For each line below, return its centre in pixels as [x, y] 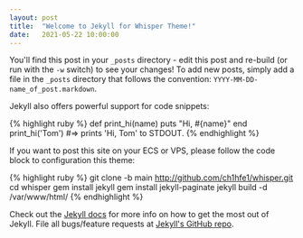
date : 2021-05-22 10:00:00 [64, 34]
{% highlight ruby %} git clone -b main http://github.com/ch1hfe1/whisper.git [151, 178]
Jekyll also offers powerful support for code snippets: [109, 106]
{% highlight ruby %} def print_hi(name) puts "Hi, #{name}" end [128, 124]
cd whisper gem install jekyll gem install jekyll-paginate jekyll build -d [138, 188]
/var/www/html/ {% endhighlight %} [76, 197]
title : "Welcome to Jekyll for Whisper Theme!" [103, 26]
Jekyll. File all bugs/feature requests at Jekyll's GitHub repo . [122, 224]
